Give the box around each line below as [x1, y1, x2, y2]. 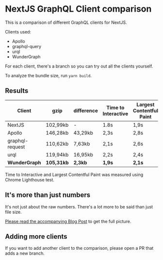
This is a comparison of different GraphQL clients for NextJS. [5, 19, 127, 25]
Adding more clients [5, 232, 67, 241]
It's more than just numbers [5, 191, 91, 199]
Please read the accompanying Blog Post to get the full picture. [5, 218, 131, 224]
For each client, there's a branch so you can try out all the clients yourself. [5, 63, 153, 69]
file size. [5, 209, 22, 215]
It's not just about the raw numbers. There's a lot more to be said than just [5, 204, 153, 209]
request [7, 143, 25, 150]
